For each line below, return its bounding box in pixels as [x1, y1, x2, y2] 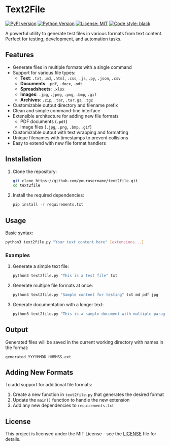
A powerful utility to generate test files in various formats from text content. [5, 30, 163, 36]
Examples [5, 252, 30, 259]
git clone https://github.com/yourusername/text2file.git [12, 178, 138, 183]
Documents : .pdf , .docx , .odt [20, 80, 83, 86]
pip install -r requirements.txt [12, 202, 84, 207]
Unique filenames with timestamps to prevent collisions [12, 134, 128, 141]
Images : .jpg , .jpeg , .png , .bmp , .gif [20, 91, 97, 97]
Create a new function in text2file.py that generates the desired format [12, 391, 164, 398]
